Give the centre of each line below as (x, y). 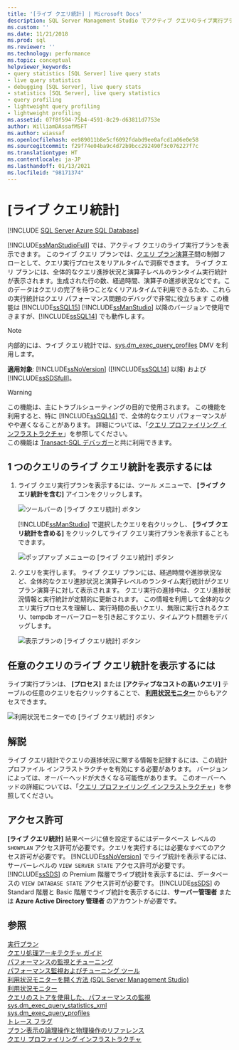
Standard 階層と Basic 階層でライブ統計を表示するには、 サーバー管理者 (112, 892)
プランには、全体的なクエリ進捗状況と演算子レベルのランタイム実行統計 (121, 272)
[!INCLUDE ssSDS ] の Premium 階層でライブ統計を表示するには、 (102, 874)
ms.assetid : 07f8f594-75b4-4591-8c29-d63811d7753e (84, 120)
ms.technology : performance (49, 54)
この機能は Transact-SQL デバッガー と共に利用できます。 (91, 442)
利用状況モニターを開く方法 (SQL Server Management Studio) (99, 980)
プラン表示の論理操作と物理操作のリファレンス (76, 1030)
